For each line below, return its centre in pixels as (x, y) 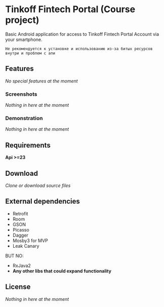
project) (22, 20)
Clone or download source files (38, 185)
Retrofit (20, 213)
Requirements (28, 145)
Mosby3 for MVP (30, 240)
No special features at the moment (42, 81)
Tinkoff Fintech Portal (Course (70, 9)
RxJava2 (22, 265)
